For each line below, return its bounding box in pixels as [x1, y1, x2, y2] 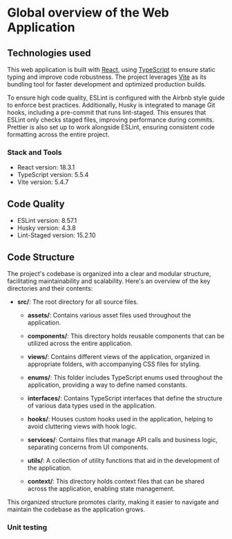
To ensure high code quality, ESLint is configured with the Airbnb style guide [7, 93, 225, 102]
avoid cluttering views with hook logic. [27, 422, 137, 430]
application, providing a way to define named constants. [27, 381, 188, 389]
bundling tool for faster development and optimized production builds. [7, 80, 206, 88]
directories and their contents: [7, 284, 93, 292]
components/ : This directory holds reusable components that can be [27, 331, 225, 340]
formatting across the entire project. [7, 130, 110, 138]
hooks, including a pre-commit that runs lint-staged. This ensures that [7, 109, 206, 116]
